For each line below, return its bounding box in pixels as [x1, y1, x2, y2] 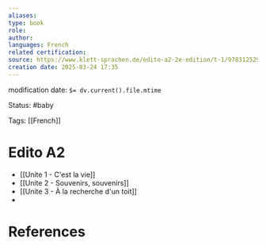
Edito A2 [8, 144, 66, 161]
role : [8, 26, 26, 34]
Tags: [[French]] [8, 116, 61, 125]
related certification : [8, 48, 87, 56]
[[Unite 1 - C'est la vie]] [19, 170, 96, 179]
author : [8, 33, 34, 42]
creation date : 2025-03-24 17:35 [8, 63, 119, 71]
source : [8, 56, 34, 64]
